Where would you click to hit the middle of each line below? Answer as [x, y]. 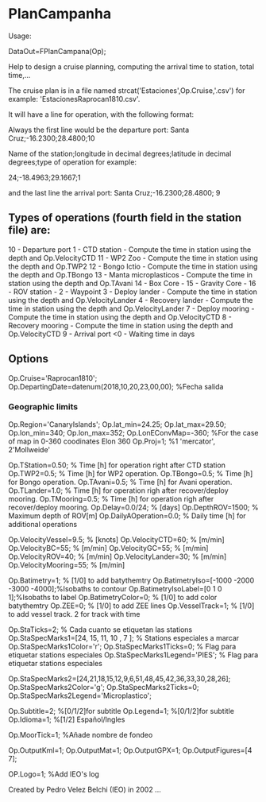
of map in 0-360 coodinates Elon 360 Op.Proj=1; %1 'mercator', [112, 441]
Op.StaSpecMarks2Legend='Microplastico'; [80, 695]
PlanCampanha [60, 14]
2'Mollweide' [29, 449]
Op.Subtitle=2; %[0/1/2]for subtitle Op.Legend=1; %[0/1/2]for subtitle [121, 711]
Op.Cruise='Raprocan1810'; [53, 378]
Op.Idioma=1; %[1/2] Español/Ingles [67, 719]
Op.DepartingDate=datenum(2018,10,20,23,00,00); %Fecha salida [116, 386]
